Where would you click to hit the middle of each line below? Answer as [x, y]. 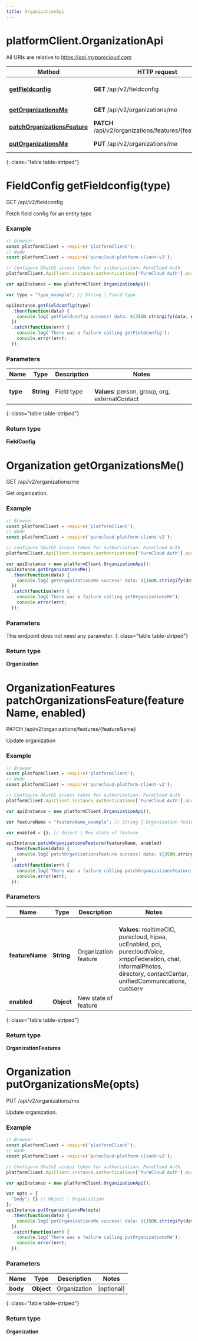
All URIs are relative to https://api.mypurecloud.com [69, 57]
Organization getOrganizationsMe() [95, 465]
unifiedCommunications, [153, 981]
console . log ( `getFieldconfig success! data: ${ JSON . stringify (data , [103, 316]
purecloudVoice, [141, 952]
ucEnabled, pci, [140, 944]
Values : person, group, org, [132, 392]
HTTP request [158, 71]
